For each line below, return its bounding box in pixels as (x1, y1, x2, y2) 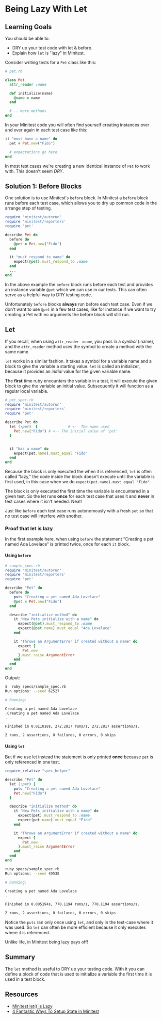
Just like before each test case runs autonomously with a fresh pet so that (5, 508, 153, 514)
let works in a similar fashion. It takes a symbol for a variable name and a (5, 358, 152, 364)
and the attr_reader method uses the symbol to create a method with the (5, 343, 152, 350)
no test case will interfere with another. (5, 513, 83, 519)
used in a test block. (5, 976, 46, 982)
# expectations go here (9, 149, 57, 155)
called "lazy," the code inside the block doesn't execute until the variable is (5, 474, 155, 479)
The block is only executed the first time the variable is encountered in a (5, 488, 149, 494)
